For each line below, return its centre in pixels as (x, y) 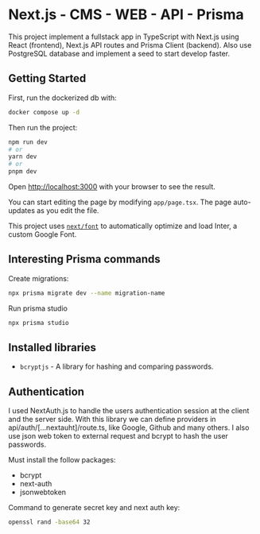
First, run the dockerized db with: (62, 98)
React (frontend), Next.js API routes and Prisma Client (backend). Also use (130, 44)
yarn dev (23, 157)
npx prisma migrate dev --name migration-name (87, 293)
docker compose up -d (44, 112)
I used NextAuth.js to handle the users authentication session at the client (129, 411)
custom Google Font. (43, 234)
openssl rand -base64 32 (49, 522)
